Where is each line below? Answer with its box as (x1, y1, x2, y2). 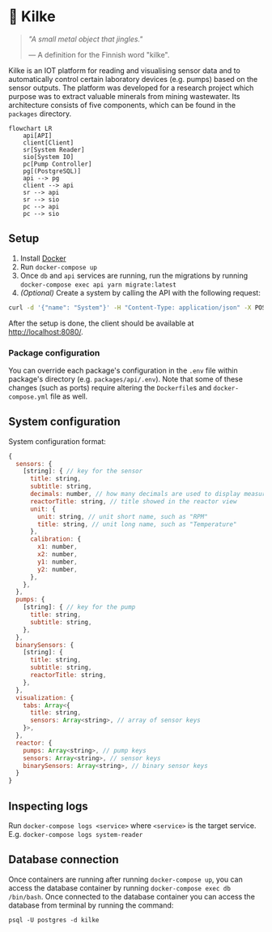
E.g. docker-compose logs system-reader (8, 830, 143, 839)
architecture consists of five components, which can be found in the (8, 100, 236, 110)
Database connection (8, 852, 119, 867)
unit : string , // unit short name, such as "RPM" (37, 512, 208, 520)
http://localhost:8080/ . (8, 326, 83, 336)
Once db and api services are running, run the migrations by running (19, 270, 249, 280)
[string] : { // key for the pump (23, 603, 136, 611)
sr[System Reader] (23, 145, 85, 153)
